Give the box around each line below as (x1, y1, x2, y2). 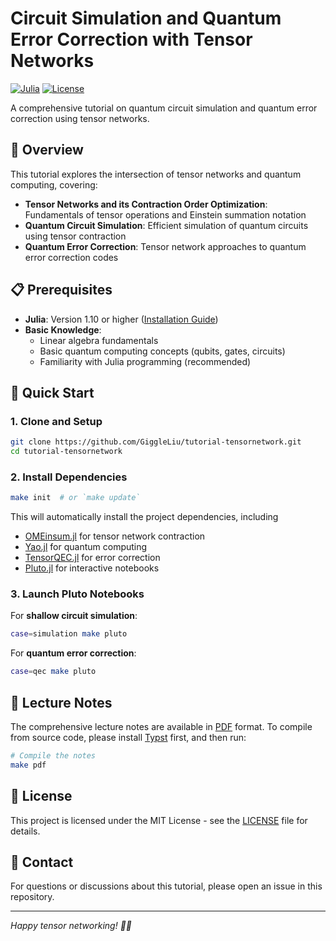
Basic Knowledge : (24, 323, 102, 336)
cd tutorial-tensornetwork (10, 447, 123, 457)
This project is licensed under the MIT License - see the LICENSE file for (10, 814, 308, 826)
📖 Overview (10, 142, 84, 159)
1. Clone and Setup (10, 414, 103, 428)
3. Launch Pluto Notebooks (10, 587, 145, 601)
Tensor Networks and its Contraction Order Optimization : (24, 198, 268, 210)
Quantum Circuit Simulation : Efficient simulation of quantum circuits (24, 219, 309, 231)
